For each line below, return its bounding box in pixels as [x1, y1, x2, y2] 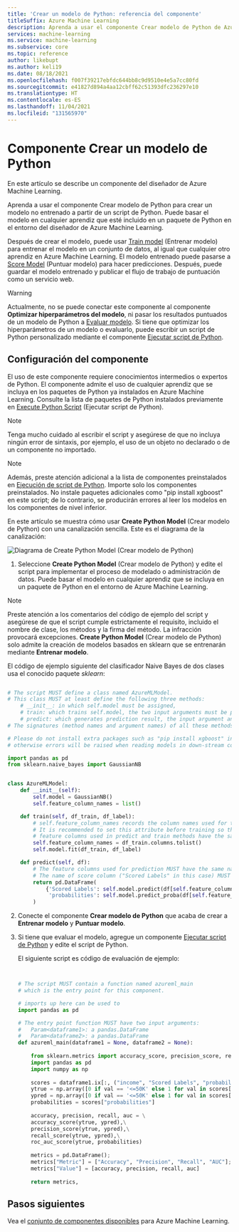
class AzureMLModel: [7, 781, 69, 788]
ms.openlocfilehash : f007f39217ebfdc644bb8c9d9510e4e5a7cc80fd [7, 76, 199, 84]
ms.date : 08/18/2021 [7, 70, 69, 77]
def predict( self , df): [20, 859, 91, 866]
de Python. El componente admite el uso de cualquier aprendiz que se [7, 380, 213, 388]
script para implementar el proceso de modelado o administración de [17, 567, 221, 575]
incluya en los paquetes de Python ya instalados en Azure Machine [7, 387, 204, 396]
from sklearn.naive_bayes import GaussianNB [7, 761, 142, 768]
